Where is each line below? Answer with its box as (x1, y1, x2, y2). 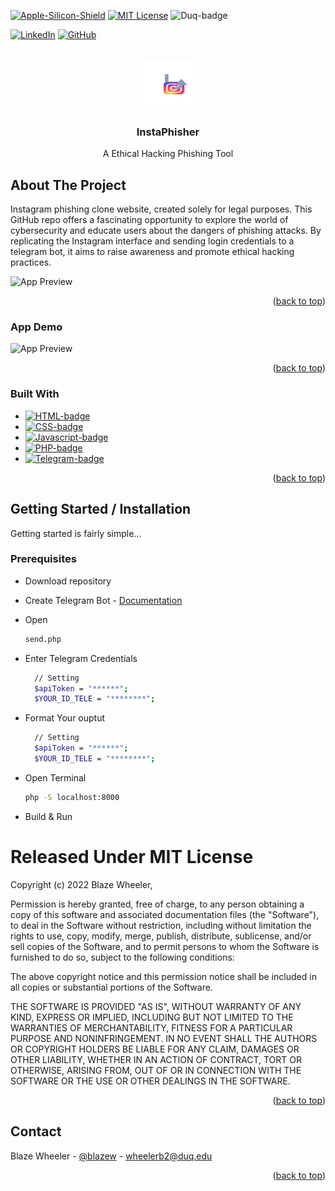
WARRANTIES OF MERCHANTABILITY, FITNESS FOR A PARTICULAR (10, 1021, 293, 1034)
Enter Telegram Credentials (24, 652, 138, 664)
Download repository (24, 575, 112, 587)
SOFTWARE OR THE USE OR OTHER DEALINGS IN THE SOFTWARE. (10, 1075, 291, 1087)
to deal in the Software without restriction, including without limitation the (10, 919, 312, 931)
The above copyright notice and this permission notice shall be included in (10, 970, 317, 982)
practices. (10, 256, 52, 269)
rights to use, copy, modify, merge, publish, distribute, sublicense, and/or (10, 930, 312, 942)
